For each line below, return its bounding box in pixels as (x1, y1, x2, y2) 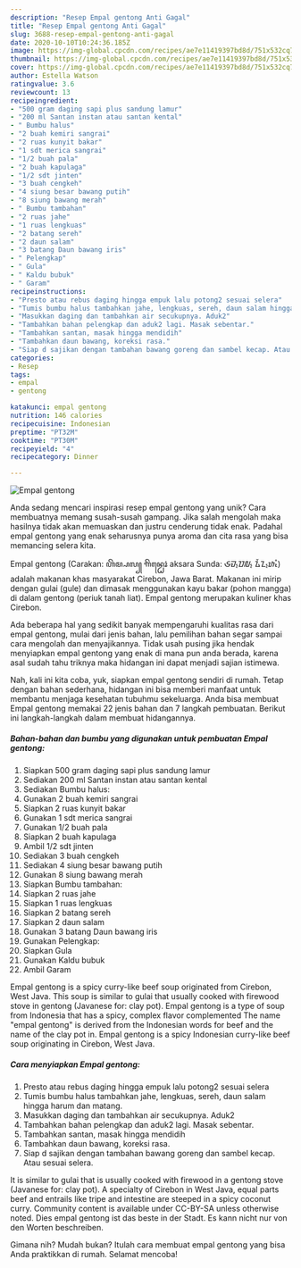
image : (10, 46, 35, 55)
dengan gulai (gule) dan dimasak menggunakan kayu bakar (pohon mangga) (10, 583, 292, 594)
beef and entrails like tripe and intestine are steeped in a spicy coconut (10, 1194, 272, 1205)
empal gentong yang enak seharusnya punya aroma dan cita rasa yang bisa (10, 530, 288, 541)
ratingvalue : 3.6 (10, 79, 75, 88)
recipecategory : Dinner (10, 453, 99, 462)
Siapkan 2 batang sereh (22, 907, 111, 918)
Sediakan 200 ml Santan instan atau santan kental (22, 774, 208, 786)
